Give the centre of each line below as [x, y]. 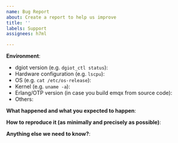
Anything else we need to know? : [49, 134]
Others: [24, 100]
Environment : [23, 56]
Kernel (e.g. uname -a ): [43, 86]
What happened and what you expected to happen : [71, 111]
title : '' [19, 23]
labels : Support [26, 28]
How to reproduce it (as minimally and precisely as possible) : [84, 122]
